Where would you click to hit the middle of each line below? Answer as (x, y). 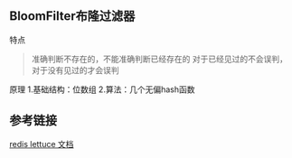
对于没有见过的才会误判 (75, 70)
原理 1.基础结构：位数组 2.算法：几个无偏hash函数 (102, 89)
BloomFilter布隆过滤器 (72, 16)
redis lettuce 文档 (42, 144)
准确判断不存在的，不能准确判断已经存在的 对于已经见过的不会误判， (159, 59)
